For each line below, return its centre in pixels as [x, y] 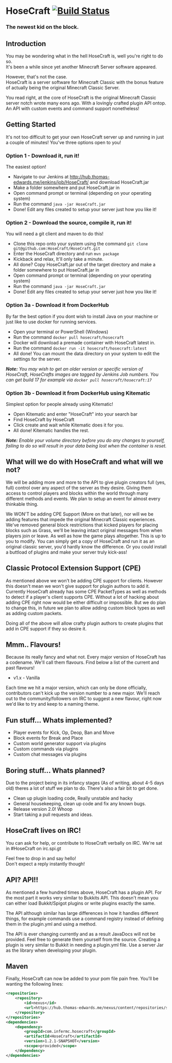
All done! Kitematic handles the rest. [51, 430]
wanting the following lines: [34, 984]
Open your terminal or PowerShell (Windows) [61, 332]
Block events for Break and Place [48, 738]
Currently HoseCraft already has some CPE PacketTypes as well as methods [86, 591]
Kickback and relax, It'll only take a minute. [58, 259]
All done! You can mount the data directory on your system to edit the [86, 353]
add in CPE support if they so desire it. [46, 628]
